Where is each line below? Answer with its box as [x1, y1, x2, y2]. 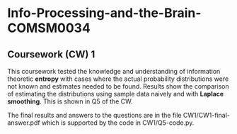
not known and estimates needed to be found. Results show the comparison [7, 82, 229, 90]
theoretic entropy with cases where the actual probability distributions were [7, 74, 229, 83]
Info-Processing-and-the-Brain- [7, 5, 202, 21]
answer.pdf [7, 118, 40, 127]
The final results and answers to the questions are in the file [7, 111, 182, 119]
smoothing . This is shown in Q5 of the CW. [7, 97, 133, 106]
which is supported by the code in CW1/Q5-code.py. [41, 118, 195, 127]
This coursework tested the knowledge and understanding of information [7, 67, 221, 75]
